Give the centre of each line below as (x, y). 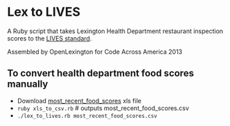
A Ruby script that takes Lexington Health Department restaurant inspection (115, 31)
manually (28, 84)
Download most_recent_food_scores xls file (79, 101)
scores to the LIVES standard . (50, 38)
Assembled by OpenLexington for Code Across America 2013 (95, 52)
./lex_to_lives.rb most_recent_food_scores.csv (87, 116)
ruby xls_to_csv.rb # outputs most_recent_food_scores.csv (103, 108)
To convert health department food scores (100, 73)
